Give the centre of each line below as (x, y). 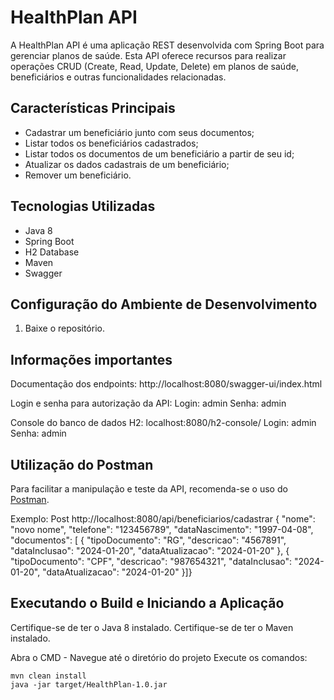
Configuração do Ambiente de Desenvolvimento (164, 304)
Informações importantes (91, 359)
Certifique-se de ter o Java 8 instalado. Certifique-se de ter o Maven (152, 627)
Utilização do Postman (82, 464)
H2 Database (52, 252)
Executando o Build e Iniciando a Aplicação (147, 603)
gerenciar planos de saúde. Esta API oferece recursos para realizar (148, 55)
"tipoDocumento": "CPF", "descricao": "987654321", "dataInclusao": (151, 561)
